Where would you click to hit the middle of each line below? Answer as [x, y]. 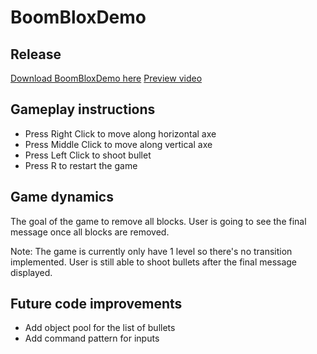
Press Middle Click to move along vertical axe [118, 144]
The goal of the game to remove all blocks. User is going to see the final [158, 221]
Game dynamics [62, 197]
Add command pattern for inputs [92, 338]
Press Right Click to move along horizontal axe [120, 133]
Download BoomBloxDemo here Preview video [106, 78]
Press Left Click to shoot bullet [88, 155]
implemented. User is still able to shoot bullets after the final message [154, 262]
